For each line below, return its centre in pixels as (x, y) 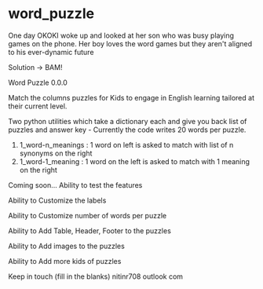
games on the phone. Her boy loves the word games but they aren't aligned (130, 43)
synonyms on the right (56, 153)
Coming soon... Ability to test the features (75, 185)
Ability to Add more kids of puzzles (65, 261)
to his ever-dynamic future (51, 52)
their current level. (38, 106)
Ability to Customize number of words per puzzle (88, 215)
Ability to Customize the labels (57, 200)
